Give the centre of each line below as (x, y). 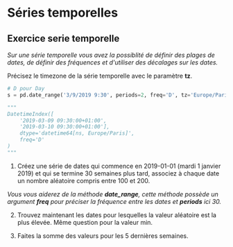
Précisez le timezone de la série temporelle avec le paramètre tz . (100, 76)
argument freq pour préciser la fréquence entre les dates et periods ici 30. (114, 201)
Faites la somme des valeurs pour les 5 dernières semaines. (103, 236)
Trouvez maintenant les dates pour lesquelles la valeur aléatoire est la (117, 215)
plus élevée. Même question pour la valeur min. (85, 222)
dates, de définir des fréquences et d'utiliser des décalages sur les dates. (113, 62)
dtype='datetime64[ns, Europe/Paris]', (77, 133)
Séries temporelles (63, 13)
